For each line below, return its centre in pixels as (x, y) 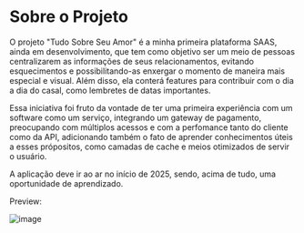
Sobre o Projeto (69, 17)
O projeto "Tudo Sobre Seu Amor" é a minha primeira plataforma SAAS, (143, 42)
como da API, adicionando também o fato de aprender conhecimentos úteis (151, 137)
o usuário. (28, 156)
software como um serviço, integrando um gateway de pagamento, (136, 117)
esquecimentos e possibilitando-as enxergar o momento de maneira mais (147, 71)
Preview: (26, 201)
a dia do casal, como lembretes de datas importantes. (110, 90)
